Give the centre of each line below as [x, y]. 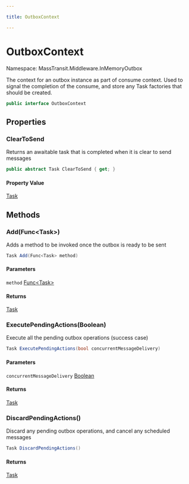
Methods [23, 215]
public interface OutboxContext [46, 103]
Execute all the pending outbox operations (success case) [77, 338]
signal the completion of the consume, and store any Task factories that [94, 86]
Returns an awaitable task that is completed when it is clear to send [89, 152]
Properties [26, 122]
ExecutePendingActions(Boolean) [56, 325]
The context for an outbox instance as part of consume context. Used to [94, 80]
